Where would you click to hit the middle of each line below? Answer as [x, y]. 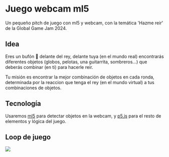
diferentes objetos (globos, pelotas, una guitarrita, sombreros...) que [76, 62]
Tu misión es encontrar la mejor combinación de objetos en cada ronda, [80, 77]
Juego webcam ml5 [47, 9]
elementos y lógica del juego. [36, 121]
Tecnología [23, 104]
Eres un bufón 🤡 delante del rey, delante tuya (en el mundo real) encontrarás [84, 56]
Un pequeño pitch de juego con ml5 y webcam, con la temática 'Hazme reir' [84, 23]
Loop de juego [28, 137]
